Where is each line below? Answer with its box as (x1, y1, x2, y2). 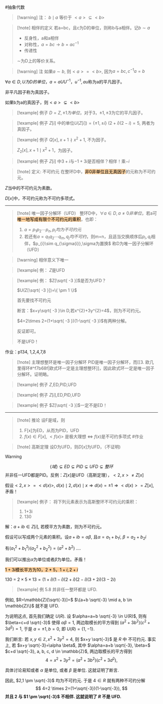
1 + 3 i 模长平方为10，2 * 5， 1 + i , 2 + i (5, 567, 79, 572)
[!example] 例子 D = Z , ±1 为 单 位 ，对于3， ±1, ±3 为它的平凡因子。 (16, 110, 146, 116)
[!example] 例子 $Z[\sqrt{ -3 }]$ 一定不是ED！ (16, 402, 108, 408)
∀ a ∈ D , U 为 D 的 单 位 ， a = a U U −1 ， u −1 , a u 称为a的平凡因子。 (5, 78, 125, 84)
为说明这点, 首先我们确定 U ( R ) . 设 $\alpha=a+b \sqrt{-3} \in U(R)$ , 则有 (5, 613, 147, 619)
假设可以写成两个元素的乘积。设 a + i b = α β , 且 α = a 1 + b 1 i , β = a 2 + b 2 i (5, 534, 147, 541)
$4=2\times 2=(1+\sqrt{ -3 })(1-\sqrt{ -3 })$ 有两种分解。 (16, 318, 130, 324)
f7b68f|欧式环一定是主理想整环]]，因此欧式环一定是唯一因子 (34, 365, 155, 371)
